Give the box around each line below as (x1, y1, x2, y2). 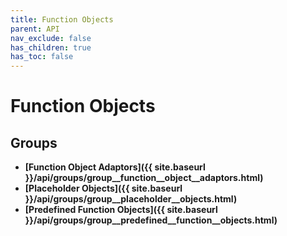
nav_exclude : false (10, 33, 92, 43)
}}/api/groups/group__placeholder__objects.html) (24, 193, 238, 205)
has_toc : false (10, 52, 74, 62)
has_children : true (10, 42, 92, 53)
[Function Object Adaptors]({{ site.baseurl (24, 161, 206, 173)
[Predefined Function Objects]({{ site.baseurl (24, 204, 218, 216)
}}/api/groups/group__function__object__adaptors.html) (24, 172, 264, 184)
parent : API (10, 24, 60, 34)
